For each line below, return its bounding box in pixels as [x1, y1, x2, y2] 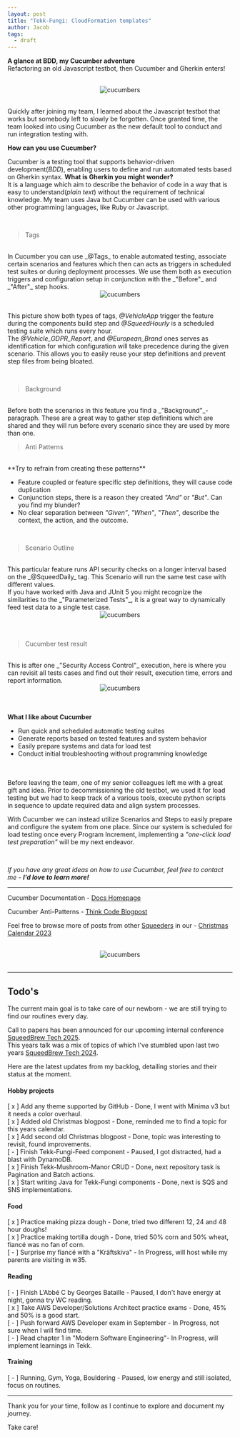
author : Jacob [7, 24, 50, 31]
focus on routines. [7, 1381, 61, 1389]
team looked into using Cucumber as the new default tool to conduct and [7, 122, 223, 131]
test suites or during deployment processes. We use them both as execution [7, 267, 232, 276]
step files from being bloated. [7, 357, 94, 366]
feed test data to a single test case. [7, 603, 111, 611]
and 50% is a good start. [7, 1311, 80, 1319]
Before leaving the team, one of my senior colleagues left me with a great [7, 778, 224, 787]
